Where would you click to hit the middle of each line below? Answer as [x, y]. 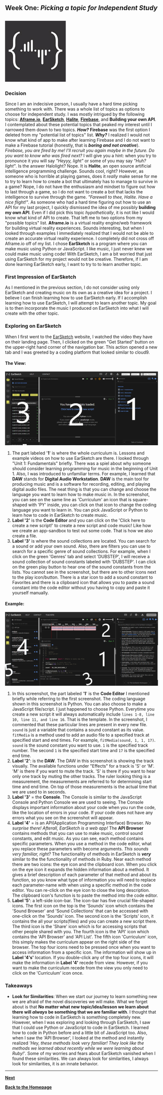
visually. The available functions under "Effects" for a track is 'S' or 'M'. [83, 766]
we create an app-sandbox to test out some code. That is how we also [82, 530]
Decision [16, 93]
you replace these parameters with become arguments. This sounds [80, 849]
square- [141, 499]
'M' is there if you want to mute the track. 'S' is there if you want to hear [84, 771]
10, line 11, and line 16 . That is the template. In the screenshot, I [80, 719]
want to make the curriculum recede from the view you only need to [80, 968]
